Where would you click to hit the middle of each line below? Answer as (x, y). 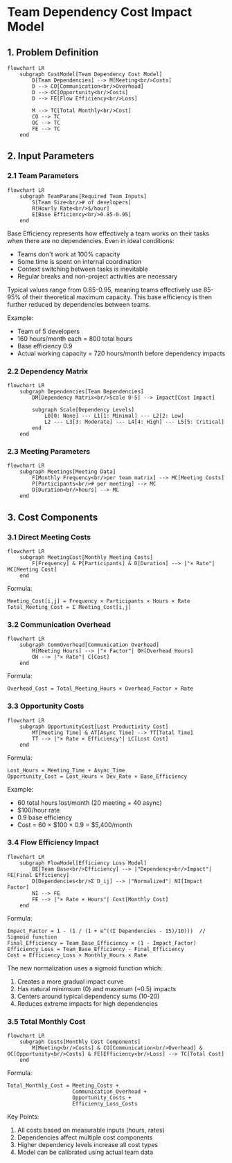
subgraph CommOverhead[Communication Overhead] (89, 645)
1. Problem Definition (53, 52)
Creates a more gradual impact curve (70, 982)
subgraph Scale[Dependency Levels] (83, 409)
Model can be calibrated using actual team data (85, 1152)
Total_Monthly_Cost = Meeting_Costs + (63, 1086)
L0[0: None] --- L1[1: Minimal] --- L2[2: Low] (114, 416)
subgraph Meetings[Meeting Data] (68, 472)
